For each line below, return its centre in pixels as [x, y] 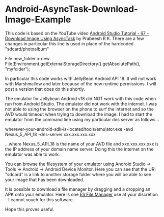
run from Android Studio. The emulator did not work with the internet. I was [81, 104]
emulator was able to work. [33, 154]
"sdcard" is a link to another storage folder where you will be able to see [78, 174]
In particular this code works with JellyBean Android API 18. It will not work [81, 78]
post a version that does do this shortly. [45, 89]
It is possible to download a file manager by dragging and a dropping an [78, 189]
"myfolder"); [18, 69]
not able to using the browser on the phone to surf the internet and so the [79, 109]
